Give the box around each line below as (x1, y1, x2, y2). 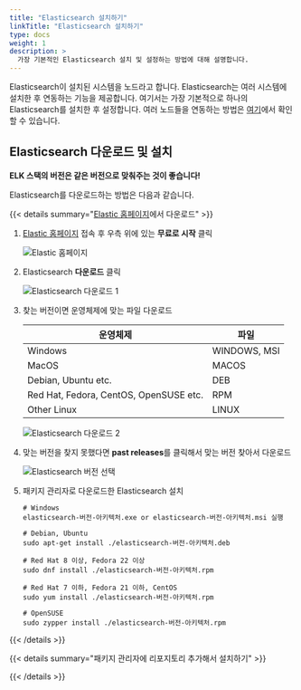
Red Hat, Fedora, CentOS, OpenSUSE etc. (26, 388, 203, 401)
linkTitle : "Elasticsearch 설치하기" (9, 22, 145, 31)
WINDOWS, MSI (212, 344, 280, 357)
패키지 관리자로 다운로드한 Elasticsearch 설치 (22, 485, 183, 496)
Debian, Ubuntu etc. (26, 373, 112, 386)
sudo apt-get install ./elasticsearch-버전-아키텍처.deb (22, 538, 230, 548)
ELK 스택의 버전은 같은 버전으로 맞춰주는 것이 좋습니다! (9, 169, 201, 181)
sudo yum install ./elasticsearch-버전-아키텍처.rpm (22, 592, 214, 602)
